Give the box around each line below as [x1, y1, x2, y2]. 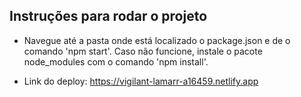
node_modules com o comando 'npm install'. [23, 55, 209, 68]
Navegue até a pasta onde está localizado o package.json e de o [23, 34, 291, 46]
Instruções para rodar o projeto [9, 8, 208, 25]
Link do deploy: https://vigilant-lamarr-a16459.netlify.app [23, 75, 259, 87]
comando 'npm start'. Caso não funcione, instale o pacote [23, 45, 263, 57]
